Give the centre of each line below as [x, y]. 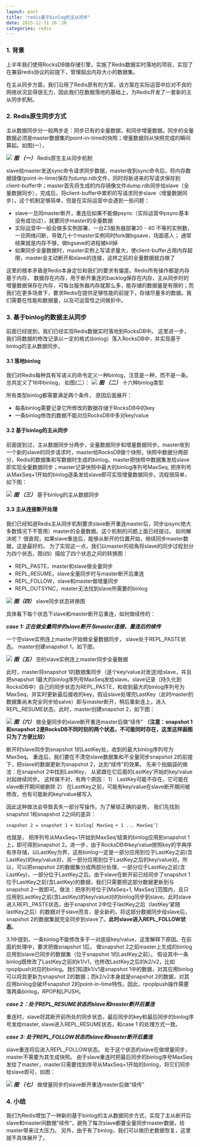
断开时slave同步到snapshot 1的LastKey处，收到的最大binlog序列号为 [90, 749]
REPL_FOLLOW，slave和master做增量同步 [67, 581]
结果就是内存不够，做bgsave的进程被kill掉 [66, 243]
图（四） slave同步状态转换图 [49, 601]
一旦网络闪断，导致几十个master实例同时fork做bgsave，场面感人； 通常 [103, 235]
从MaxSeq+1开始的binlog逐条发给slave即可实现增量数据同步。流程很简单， [98, 474]
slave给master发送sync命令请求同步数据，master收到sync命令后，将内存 [96, 170]
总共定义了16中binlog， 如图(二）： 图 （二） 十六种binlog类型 [85, 383]
